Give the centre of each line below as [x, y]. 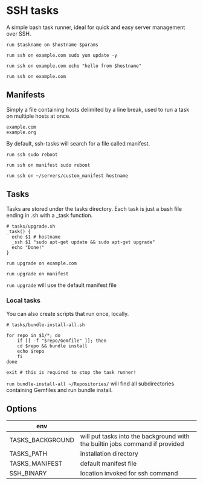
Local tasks [24, 301]
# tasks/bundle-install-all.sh [46, 325]
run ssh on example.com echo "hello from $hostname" [74, 66]
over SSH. [19, 33]
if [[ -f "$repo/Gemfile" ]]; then [62, 341]
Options [22, 409]
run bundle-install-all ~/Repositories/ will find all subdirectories [90, 384]
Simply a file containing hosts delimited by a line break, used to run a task [98, 109]
